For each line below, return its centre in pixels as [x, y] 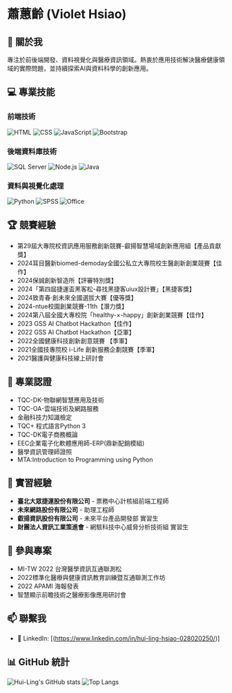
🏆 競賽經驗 [32, 225]
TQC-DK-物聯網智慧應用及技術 [61, 400]
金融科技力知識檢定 [45, 417]
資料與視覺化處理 [36, 186]
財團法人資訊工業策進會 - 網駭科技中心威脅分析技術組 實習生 [103, 526]
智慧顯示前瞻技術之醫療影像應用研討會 [71, 594]
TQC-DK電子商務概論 [47, 434]
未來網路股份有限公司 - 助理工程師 [66, 509]
